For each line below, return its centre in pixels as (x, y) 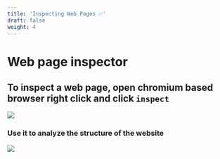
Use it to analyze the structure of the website (85, 133)
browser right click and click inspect (89, 98)
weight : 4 (22, 27)
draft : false (26, 20)
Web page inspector (67, 62)
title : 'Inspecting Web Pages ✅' (57, 14)
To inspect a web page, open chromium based (110, 88)
